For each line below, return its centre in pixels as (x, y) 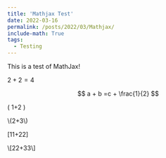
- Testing (28, 46)
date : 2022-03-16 (33, 20)
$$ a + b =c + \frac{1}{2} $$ (118, 93)
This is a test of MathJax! (44, 66)
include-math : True (36, 33)
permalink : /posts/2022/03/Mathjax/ (61, 27)
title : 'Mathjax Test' (40, 14)
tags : (15, 40)
